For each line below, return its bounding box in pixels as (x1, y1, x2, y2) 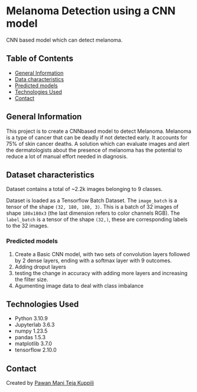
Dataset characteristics (6, 170, 95, 180)
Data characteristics (14, 75, 64, 82)
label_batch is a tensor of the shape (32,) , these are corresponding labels (6, 216, 188, 223)
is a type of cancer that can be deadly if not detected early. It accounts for (6, 133, 188, 141)
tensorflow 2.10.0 (14, 346, 57, 353)
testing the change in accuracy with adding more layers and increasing (14, 269, 188, 276)
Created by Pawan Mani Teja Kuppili (6, 380, 94, 387)
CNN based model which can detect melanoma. (6, 36, 123, 43)
